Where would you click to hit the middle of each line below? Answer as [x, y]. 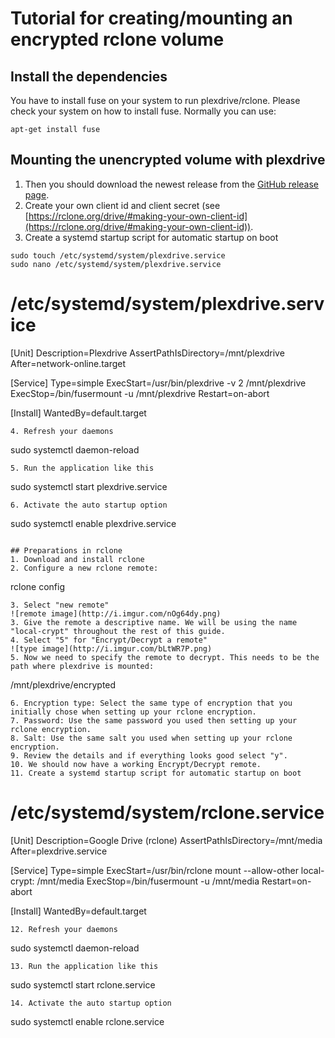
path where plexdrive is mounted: [82, 666]
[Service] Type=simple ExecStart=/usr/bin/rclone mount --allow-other [154, 870]
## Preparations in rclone [66, 550]
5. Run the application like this [82, 468]
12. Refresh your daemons [64, 929]
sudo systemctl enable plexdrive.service [93, 523]
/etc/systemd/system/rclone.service [167, 812]
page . [37, 194]
